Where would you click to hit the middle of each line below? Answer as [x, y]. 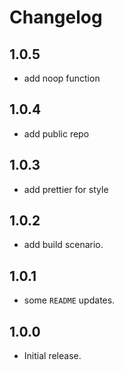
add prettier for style [66, 189]
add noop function [62, 78]
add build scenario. [63, 245]
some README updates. [69, 300]
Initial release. [52, 356]
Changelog [56, 17]
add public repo [56, 133]
